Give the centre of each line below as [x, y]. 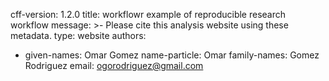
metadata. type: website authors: [78, 35]
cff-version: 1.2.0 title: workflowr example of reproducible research [148, 14]
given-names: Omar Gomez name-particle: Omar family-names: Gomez [172, 55]
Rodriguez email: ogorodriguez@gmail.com [114, 65]
